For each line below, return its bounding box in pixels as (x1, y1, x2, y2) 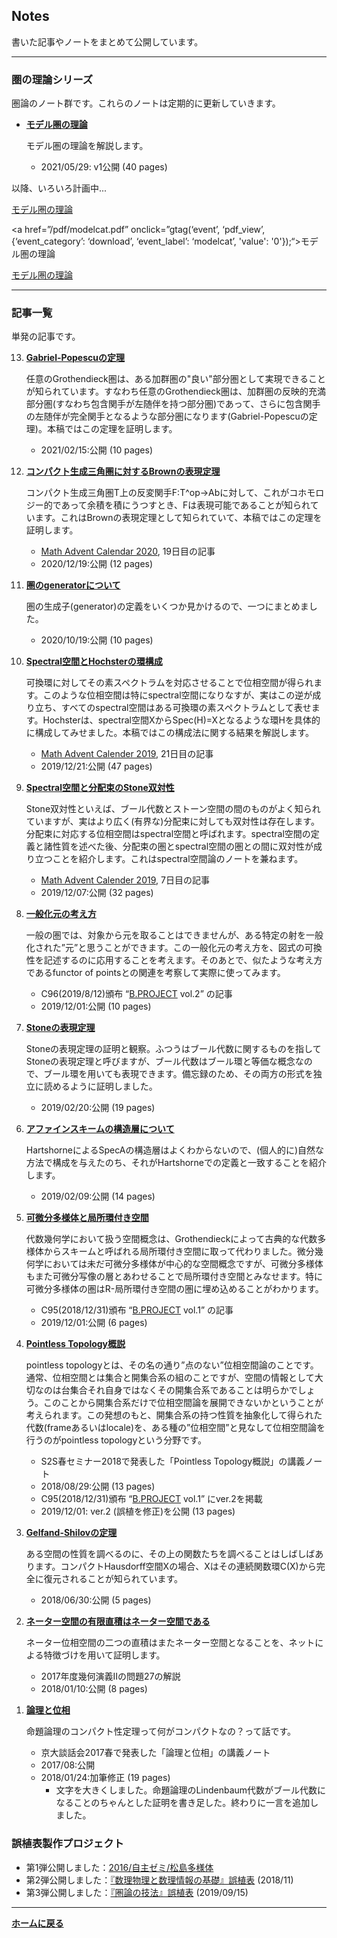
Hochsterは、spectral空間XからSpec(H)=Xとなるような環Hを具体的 (42, 714, 321, 726)
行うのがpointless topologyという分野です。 (25, 1434, 207, 1446)
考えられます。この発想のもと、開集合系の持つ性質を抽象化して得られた (25, 1409, 323, 1421)
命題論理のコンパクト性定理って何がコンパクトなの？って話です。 (25, 1725, 296, 1738)
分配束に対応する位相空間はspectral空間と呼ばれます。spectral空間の (25, 828, 311, 840)
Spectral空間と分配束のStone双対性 (25, 782, 175, 794)
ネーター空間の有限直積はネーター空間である (25, 1615, 211, 1628)
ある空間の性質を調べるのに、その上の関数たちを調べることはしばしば (25, 1548, 316, 1560)
